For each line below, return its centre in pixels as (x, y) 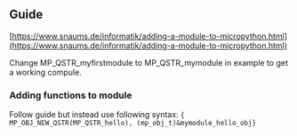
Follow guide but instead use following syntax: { (97, 115)
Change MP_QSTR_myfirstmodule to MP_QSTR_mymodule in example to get (149, 62)
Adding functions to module (71, 95)
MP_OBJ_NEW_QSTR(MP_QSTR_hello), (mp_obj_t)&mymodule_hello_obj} (132, 124)
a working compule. (45, 72)
